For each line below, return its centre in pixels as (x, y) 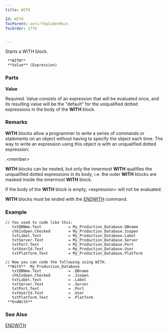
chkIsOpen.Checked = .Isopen (50, 276)
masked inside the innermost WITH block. (49, 179)
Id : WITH (14, 19)
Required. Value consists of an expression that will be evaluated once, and (82, 98)
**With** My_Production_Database (44, 267)
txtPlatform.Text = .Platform (53, 298)
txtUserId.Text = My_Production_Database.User (73, 249)
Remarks (16, 122)
